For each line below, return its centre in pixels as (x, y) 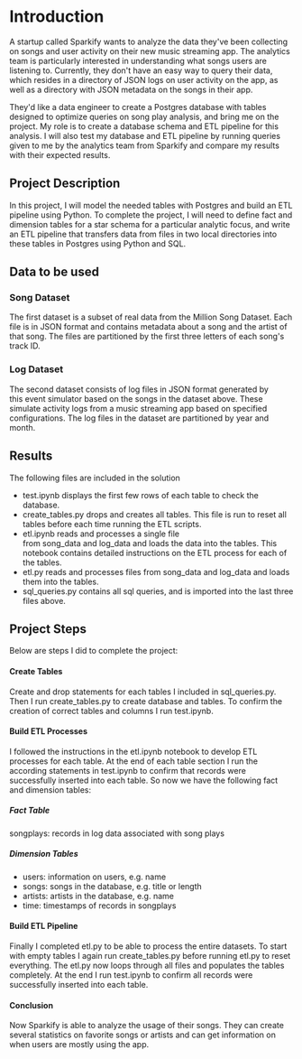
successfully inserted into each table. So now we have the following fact (144, 780)
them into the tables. (60, 581)
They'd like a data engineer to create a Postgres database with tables (138, 107)
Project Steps (48, 629)
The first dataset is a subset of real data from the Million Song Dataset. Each (151, 317)
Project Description (65, 184)
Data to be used (54, 272)
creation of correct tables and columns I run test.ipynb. (111, 711)
